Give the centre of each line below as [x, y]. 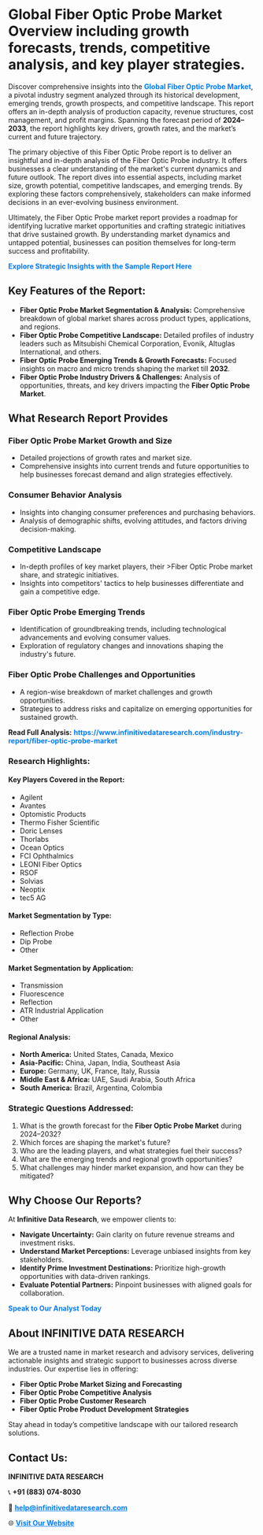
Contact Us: [38, 1457]
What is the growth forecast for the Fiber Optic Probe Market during [131, 1125]
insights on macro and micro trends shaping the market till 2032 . [125, 369]
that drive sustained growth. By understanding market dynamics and [119, 234]
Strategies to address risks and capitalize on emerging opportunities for [136, 708]
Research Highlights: [49, 761]
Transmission [41, 985]
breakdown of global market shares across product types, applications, [135, 318]
